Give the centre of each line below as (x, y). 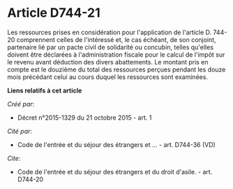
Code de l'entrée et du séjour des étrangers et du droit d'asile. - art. (115, 171)
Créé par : (21, 104)
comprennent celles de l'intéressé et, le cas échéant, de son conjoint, (116, 39)
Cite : (14, 158)
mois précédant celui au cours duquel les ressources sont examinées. (107, 77)
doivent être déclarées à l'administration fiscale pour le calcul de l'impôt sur (116, 55)
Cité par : (20, 131)
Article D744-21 (54, 13)
